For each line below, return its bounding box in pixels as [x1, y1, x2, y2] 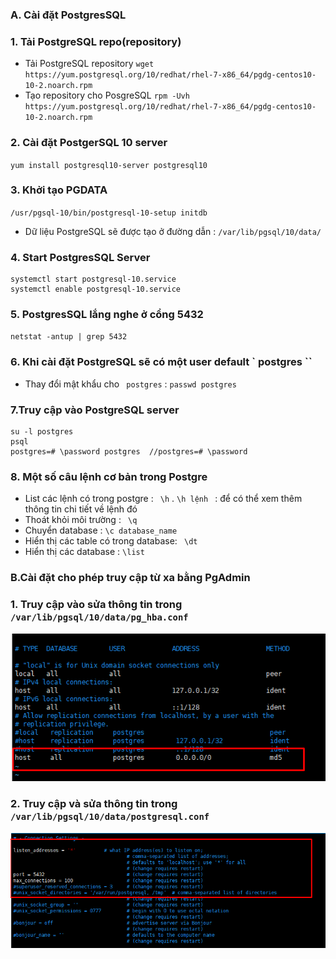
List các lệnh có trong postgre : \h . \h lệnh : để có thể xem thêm [24, 493, 303, 505]
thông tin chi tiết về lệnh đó [24, 503, 138, 515]
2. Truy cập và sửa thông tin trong [10, 797, 178, 811]
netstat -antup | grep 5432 [10, 332, 128, 342]
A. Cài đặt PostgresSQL [10, 8, 127, 22]
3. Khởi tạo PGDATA [10, 183, 108, 197]
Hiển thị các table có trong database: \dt [24, 535, 198, 547]
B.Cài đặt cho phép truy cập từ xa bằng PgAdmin [10, 571, 251, 585]
